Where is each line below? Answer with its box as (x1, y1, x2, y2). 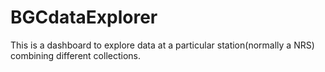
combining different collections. (10, 49, 141, 61)
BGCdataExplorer (10, 6, 158, 29)
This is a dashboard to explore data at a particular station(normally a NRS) (10, 39, 315, 51)
